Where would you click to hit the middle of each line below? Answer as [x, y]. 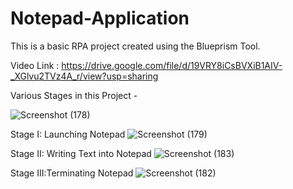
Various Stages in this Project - [74, 95]
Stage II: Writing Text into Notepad [81, 153]
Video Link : [35, 65]
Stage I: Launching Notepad [68, 134]
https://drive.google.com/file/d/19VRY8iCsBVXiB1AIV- [172, 65]
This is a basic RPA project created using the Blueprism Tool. [135, 46]
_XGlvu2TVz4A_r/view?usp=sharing [84, 76]
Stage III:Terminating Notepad [72, 173]
